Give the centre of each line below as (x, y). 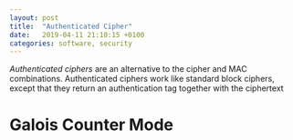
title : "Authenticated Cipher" (71, 26)
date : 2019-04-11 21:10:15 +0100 (77, 35)
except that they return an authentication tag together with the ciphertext (147, 88)
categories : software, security (71, 43)
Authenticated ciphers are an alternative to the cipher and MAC (129, 69)
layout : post (34, 18)
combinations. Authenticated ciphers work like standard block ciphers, (142, 79)
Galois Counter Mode (91, 125)
